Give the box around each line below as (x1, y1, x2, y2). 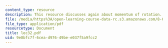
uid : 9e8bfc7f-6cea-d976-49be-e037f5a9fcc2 (5, 35, 97, 40)
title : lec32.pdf (5, 30, 41, 35)
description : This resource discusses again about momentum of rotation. (5, 12, 162, 17)
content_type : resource (5, 7, 55, 12)
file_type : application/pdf (5, 21, 64, 26)
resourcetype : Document (5, 26, 55, 31)
